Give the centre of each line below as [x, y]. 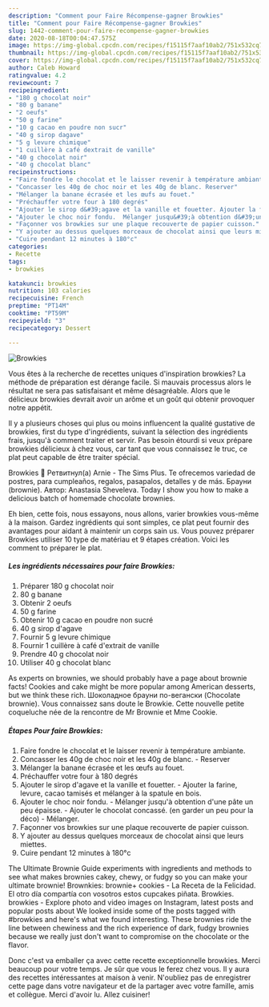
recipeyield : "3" [37, 320]
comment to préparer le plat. [55, 548]
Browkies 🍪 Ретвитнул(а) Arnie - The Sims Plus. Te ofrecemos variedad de [132, 473]
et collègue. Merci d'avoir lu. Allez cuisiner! [79, 995]
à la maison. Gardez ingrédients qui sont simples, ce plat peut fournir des [129, 522]
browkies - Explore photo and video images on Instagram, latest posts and [131, 903]
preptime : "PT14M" [39, 306]
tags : [17, 261]
